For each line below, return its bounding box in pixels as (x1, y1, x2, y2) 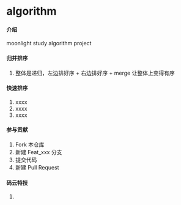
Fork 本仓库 (15, 141, 45, 148)
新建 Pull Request (15, 164, 59, 171)
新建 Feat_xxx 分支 (15, 149, 62, 155)
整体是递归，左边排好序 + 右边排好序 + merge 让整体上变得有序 (15, 69, 175, 76)
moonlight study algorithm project (6, 40, 92, 47)
